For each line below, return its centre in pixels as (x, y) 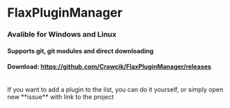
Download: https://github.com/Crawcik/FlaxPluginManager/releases (109, 66)
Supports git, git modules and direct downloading (80, 51)
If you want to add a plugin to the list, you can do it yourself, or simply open (115, 89)
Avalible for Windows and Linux (62, 35)
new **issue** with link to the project (61, 97)
